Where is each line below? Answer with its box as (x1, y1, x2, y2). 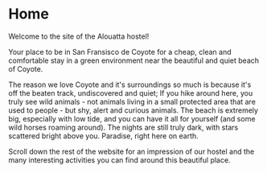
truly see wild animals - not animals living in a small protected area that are (8, 97, 256, 106)
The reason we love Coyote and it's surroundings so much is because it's (8, 80, 252, 89)
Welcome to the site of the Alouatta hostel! (8, 31, 150, 41)
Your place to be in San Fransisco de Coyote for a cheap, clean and (8, 47, 232, 56)
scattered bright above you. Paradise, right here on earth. (8, 130, 199, 141)
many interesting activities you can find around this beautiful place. (8, 154, 231, 165)
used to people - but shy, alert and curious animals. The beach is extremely (8, 105, 259, 115)
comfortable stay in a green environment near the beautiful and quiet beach (8, 56, 260, 65)
